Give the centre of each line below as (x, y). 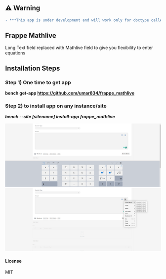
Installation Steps (33, 68)
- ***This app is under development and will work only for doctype (77, 20)
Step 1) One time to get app (38, 82)
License (14, 261)
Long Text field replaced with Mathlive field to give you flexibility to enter (79, 47)
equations (15, 53)
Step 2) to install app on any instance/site (56, 106)
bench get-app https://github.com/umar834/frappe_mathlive (70, 93)
